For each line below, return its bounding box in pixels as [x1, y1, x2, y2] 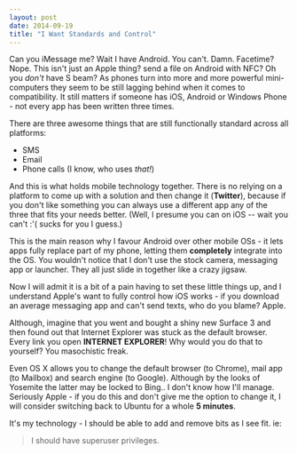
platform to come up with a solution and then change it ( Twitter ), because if [9, 190, 286, 201]
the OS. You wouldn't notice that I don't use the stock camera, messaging [9, 255, 278, 266]
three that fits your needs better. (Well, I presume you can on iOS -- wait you [9, 210, 288, 220]
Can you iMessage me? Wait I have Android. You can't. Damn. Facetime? [9, 54, 275, 65]
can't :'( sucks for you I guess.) [9, 219, 123, 229]
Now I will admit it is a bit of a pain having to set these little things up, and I [9, 282, 282, 292]
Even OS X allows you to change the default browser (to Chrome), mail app [9, 363, 284, 374]
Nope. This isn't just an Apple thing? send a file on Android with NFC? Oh [9, 63, 277, 74]
